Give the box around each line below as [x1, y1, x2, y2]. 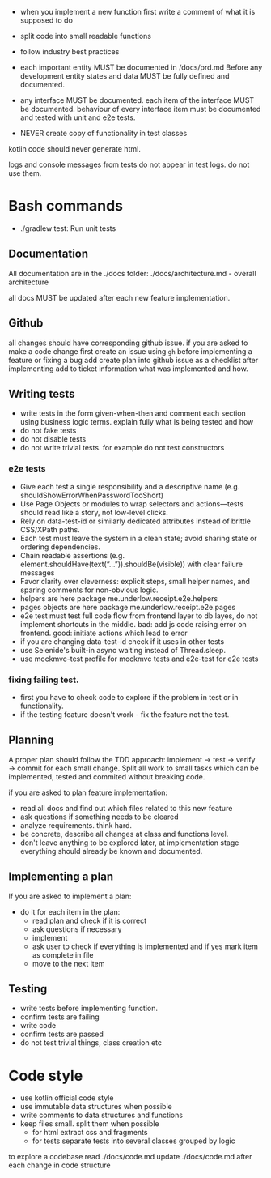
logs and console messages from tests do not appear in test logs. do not [8, 160, 250, 169]
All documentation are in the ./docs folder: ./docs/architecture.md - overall [8, 268, 256, 278]
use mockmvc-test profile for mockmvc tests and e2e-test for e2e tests [19, 654, 259, 664]
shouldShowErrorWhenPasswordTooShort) [19, 490, 164, 500]
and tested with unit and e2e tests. [19, 113, 136, 122]
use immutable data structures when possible [19, 1102, 172, 1112]
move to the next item [32, 958, 105, 968]
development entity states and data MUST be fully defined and [19, 71, 230, 80]
